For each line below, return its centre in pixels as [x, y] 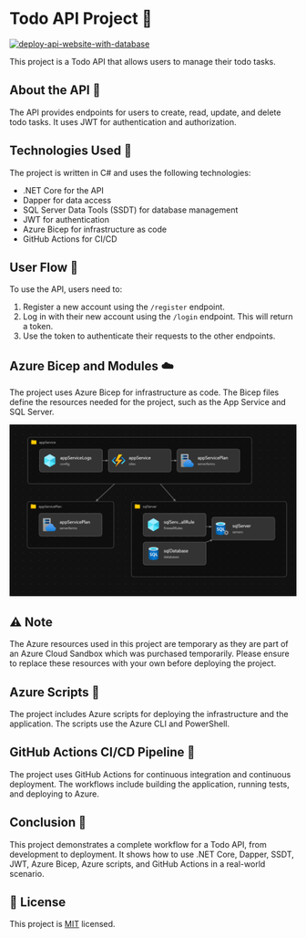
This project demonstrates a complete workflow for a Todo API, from [138, 844]
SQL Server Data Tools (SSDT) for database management [130, 210]
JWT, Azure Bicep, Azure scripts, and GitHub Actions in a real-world [138, 864]
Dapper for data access [67, 200]
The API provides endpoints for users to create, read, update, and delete [145, 112]
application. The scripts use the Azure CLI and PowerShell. [120, 724]
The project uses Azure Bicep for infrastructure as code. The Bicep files [144, 392]
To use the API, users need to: [66, 289]
